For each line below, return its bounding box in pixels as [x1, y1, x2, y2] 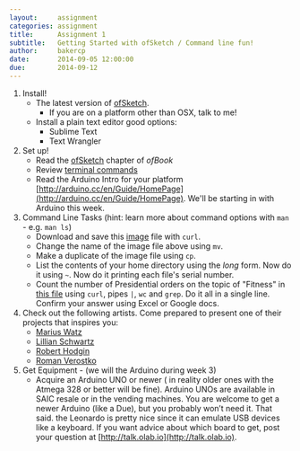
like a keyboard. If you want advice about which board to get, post [35, 421, 280, 432]
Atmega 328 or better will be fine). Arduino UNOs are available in [35, 384, 276, 394]
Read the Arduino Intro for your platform [35, 173, 184, 184]
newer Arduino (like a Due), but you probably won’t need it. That [35, 402, 273, 413]
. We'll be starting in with [183, 192, 275, 203]
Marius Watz [35, 326, 82, 337]
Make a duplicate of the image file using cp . [35, 250, 197, 261]
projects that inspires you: [21, 316, 119, 328]
